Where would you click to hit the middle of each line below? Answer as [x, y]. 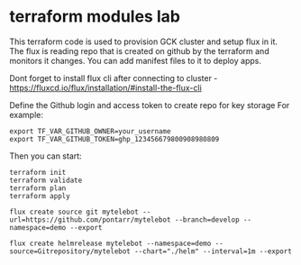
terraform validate [46, 180]
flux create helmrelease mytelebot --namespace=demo [110, 243]
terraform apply [40, 196]
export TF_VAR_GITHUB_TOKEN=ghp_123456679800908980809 [114, 139]
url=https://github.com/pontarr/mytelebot [90, 219]
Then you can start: [46, 156]
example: [26, 114]
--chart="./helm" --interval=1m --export [213, 251]
